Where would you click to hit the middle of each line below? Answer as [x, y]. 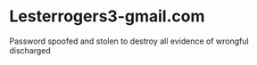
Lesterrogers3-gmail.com [107, 16]
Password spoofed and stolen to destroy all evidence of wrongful [129, 41]
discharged [30, 50]
